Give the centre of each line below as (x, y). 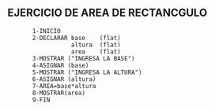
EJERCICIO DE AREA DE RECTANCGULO (107, 13)
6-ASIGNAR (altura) (64, 79)
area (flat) (96, 51)
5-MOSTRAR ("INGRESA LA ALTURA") (87, 72)
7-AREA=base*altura (64, 86)
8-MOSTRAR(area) (59, 93)
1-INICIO (46, 31)
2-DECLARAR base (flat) (77, 38)
